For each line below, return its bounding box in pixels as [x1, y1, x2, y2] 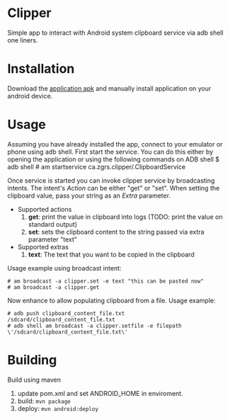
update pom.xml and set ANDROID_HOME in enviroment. [17, 389, 183, 397]
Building [7, 352, 57, 368]
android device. [7, 91, 53, 100]
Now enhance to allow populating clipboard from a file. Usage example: [7, 296, 216, 305]
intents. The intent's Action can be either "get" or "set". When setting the [7, 183, 220, 192]
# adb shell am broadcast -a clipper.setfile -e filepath [7, 322, 182, 329]
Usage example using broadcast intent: [7, 263, 122, 272]
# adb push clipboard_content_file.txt [7, 310, 125, 317]
